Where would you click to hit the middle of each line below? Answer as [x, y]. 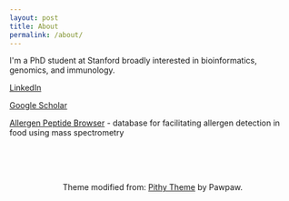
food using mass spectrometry [67, 133]
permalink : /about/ [46, 35]
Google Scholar [39, 106]
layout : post [34, 18]
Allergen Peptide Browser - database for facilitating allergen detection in [144, 123]
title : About [34, 26]
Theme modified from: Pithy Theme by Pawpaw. [153, 187]
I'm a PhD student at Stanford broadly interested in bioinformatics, [133, 61]
